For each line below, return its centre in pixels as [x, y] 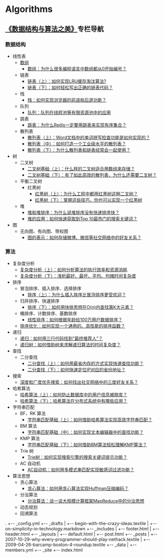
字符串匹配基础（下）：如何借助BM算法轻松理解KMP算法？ [87, 445]
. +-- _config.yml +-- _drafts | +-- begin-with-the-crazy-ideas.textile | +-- [81, 523]
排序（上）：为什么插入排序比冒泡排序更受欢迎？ [77, 295]
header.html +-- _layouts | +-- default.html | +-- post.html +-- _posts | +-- [81, 534]
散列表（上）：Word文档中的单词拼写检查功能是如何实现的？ [89, 137]
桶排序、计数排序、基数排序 [48, 313]
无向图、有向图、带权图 [44, 231]
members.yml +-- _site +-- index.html [44, 550]
